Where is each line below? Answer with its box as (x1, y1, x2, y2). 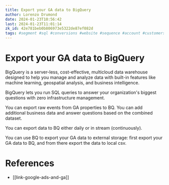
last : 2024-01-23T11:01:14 (5, 21, 62, 27)
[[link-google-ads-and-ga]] (12, 174, 69, 180)
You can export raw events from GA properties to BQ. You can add (5, 104, 143, 111)
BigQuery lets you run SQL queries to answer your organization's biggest (5, 89, 157, 96)
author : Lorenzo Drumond (5, 12, 57, 17)
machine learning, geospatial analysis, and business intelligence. (5, 79, 140, 85)
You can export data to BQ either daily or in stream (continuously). (5, 125, 142, 131)
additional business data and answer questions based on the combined (5, 110, 153, 116)
